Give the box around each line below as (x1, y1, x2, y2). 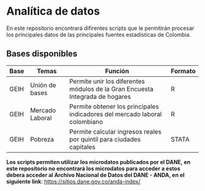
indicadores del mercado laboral (69, 110, 162, 118)
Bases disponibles (6, 49, 77, 59)
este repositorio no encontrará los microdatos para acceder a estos (6, 165, 181, 172)
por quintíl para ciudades (69, 135, 141, 143)
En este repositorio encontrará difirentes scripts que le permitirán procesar (6, 24, 195, 32)
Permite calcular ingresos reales (69, 127, 162, 135)
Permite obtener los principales (69, 102, 159, 110)
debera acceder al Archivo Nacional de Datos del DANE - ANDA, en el (6, 171, 185, 178)
